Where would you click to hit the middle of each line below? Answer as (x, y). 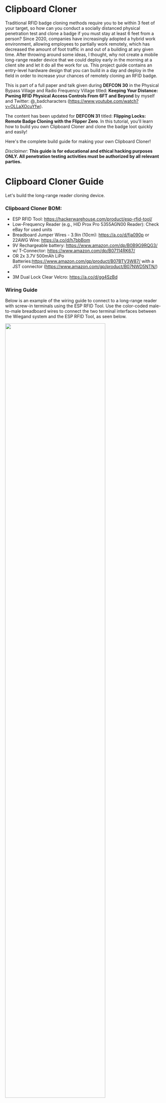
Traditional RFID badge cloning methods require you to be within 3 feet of (80, 23)
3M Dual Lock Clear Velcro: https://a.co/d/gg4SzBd (65, 277)
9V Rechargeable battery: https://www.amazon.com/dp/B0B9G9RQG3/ (85, 245)
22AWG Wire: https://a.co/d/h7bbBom (51, 240)
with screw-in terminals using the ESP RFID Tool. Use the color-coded (77, 306)
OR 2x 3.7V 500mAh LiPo (38, 256)
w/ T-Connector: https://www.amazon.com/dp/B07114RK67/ (74, 251)
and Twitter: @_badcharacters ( (37, 101)
